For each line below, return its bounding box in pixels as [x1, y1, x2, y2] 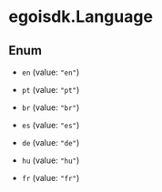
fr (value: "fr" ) [21, 173, 80, 183]
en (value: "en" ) [21, 66, 80, 77]
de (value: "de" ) [21, 137, 80, 147]
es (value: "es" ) [21, 120, 80, 130]
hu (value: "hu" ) [21, 155, 80, 166]
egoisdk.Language [8, 6, 154, 27]
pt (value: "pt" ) [21, 85, 80, 95]
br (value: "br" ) [21, 102, 80, 113]
